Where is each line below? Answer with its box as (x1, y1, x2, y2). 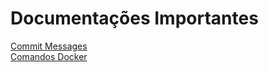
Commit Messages (10, 40, 88, 52)
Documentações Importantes (10, 7, 259, 30)
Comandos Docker (10, 50, 88, 62)
